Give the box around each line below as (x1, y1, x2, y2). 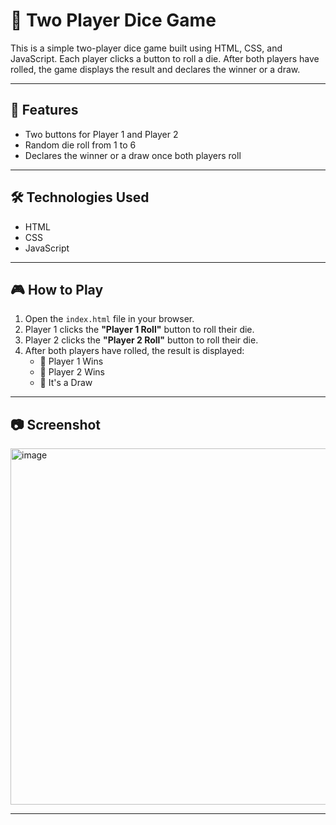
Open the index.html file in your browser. (24, 313, 195, 325)
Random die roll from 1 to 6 (24, 139, 137, 151)
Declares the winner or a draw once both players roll (24, 149, 242, 161)
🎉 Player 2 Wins (39, 366, 105, 378)
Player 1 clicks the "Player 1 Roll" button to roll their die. (24, 324, 255, 336)
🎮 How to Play (10, 281, 104, 298)
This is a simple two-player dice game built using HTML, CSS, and (10, 42, 283, 54)
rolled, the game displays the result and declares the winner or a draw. (10, 63, 301, 75)
